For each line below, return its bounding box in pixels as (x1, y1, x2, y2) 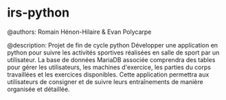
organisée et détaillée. (7, 85, 70, 93)
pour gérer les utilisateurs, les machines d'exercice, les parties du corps (7, 63, 212, 71)
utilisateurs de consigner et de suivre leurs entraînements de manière (7, 77, 204, 86)
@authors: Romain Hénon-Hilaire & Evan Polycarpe (7, 28, 152, 36)
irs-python (7, 5, 70, 21)
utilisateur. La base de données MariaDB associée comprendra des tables (7, 55, 216, 63)
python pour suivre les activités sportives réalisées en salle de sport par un (7, 48, 220, 57)
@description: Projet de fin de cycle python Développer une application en (7, 41, 218, 49)
